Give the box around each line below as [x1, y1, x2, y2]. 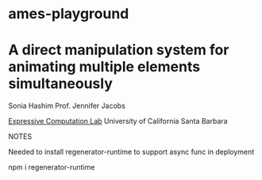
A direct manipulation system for [8, 41, 229, 59]
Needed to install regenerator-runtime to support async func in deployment [8, 147, 255, 157]
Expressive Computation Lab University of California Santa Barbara [8, 117, 228, 126]
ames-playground [8, 5, 129, 23]
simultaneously [8, 75, 114, 93]
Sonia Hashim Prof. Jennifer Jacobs [8, 101, 125, 111]
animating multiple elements [8, 58, 201, 76]
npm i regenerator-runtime [8, 163, 95, 172]
